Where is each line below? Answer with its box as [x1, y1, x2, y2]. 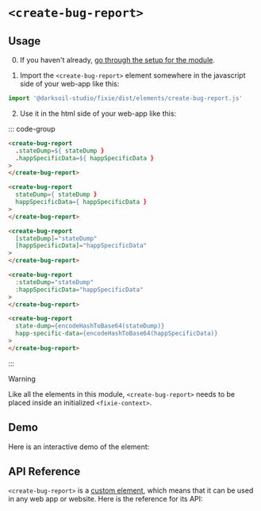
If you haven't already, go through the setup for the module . [19, 56, 216, 64]
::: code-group [8, 124, 56, 133]
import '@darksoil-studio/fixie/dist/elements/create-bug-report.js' [8, 94, 244, 102]
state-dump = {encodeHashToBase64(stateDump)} [15, 322, 165, 330]
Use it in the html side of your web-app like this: [19, 109, 177, 118]
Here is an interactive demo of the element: [8, 442, 150, 451]
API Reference [8, 464, 81, 478]
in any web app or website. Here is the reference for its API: [8, 494, 204, 504]
